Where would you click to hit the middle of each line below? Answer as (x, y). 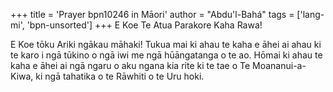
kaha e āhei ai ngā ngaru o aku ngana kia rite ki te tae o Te (130, 65)
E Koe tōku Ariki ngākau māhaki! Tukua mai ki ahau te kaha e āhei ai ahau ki (166, 44)
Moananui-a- (279, 65)
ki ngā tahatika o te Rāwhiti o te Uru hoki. (120, 76)
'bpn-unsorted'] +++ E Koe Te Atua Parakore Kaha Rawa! (144, 25)
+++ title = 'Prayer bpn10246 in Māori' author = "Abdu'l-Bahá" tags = (152, 14)
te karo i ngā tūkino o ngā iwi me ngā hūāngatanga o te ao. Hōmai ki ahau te (166, 55)
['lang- (310, 14)
